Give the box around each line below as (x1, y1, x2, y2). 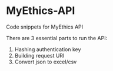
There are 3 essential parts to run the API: (6, 34, 108, 41)
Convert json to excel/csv (14, 58, 77, 65)
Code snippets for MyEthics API (6, 23, 84, 30)
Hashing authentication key (14, 45, 81, 53)
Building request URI (14, 52, 65, 59)
